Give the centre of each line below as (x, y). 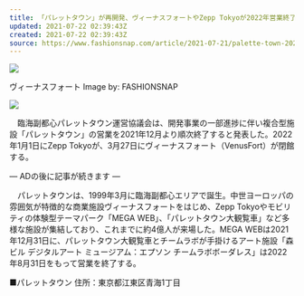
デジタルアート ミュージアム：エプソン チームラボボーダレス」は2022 (157, 252)
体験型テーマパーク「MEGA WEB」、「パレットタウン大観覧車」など (157, 218)
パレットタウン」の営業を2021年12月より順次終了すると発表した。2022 (158, 134)
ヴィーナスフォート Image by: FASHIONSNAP (94, 87)
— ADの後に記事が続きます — (65, 177)
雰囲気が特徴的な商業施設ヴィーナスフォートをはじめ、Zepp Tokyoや (139, 207)
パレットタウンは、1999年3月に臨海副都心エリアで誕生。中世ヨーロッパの (155, 196)
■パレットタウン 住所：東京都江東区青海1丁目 (95, 282)
